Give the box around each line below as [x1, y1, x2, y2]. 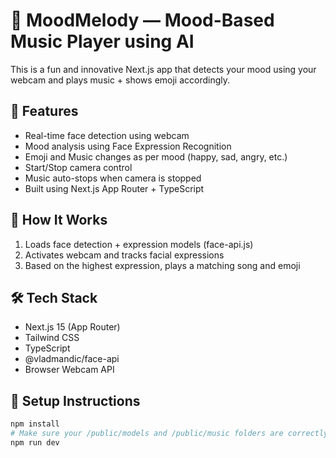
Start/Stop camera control [24, 161, 133, 173]
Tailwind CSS [24, 332, 80, 344]
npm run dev [10, 437, 60, 448]
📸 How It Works [10, 212, 108, 229]
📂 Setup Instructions [10, 392, 141, 409]
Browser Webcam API [24, 364, 115, 376]
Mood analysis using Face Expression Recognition [24, 140, 232, 152]
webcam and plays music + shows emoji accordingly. [10, 74, 231, 86]
